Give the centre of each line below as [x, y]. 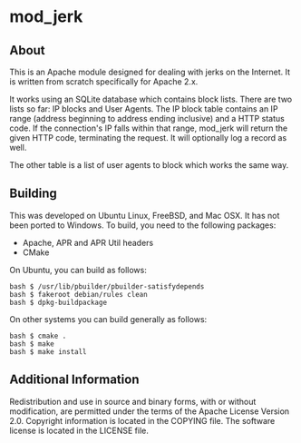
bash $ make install [49, 351]
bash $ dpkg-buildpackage [58, 302]
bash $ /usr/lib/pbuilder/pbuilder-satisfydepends [107, 286]
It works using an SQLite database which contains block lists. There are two [151, 99]
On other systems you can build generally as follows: [108, 319]
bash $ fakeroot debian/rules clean [78, 294]
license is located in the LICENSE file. [79, 430]
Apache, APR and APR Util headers [88, 242]
